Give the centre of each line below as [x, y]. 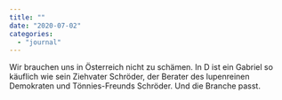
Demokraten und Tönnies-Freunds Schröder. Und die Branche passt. [135, 86]
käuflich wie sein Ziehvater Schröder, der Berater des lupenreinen [130, 77]
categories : [31, 34]
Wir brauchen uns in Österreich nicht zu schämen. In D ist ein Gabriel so [141, 67]
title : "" [28, 17]
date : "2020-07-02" [45, 26]
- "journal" [40, 42]
